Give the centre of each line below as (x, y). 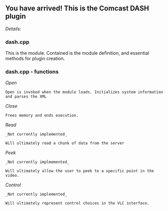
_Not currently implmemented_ (38, 162)
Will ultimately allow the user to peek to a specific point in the (80, 171)
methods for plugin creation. (35, 59)
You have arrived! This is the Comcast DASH (77, 8)
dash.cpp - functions (32, 72)
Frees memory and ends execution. (42, 115)
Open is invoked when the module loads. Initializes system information (84, 92)
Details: (13, 29)
